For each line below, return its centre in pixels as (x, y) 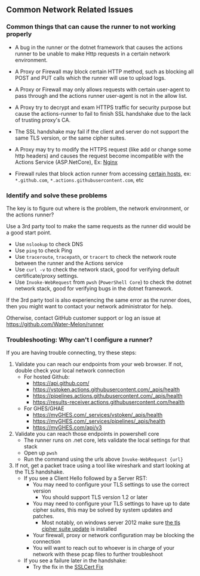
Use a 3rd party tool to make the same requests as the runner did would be (99, 226)
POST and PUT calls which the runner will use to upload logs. (90, 78)
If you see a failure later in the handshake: (75, 560)
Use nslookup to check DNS (49, 244)
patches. (44, 516)
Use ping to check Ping (44, 250)
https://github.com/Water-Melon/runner (55, 324)
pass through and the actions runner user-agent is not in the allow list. (101, 95)
